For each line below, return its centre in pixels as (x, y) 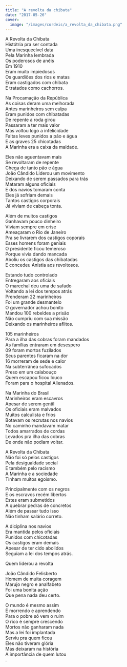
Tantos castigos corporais (33, 201)
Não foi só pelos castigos (32, 458)
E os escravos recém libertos (36, 495)
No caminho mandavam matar (37, 426)
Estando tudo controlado (31, 275)
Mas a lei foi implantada (30, 633)
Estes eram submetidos (30, 500)
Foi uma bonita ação (27, 590)
